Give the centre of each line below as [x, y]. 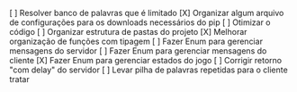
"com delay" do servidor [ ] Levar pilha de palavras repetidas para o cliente [148, 70]
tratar [19, 79]
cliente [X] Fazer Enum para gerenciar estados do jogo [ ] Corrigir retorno [145, 60]
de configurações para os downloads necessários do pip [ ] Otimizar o [140, 22]
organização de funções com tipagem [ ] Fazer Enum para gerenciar [136, 41]
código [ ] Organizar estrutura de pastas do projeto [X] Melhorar [128, 32]
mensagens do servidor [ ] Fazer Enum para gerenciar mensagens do [138, 51]
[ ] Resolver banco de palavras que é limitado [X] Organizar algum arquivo [147, 13]
